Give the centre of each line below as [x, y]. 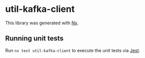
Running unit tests [34, 38]
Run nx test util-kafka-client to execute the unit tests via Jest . [73, 50]
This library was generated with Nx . [42, 23]
